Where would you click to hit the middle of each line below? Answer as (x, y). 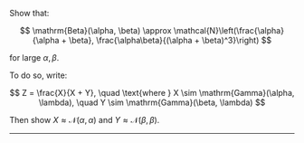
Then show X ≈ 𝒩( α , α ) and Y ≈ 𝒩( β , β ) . (85, 120)
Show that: (29, 13)
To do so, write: (38, 75)
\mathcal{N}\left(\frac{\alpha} (229, 30)
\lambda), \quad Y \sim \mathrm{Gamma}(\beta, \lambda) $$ (152, 102)
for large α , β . (34, 57)
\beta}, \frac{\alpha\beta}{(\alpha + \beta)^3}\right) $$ (170, 40)
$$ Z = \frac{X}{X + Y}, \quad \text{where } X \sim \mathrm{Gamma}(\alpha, (152, 93)
